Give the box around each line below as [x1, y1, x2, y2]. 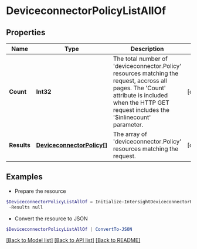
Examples [6, 172, 43, 182]
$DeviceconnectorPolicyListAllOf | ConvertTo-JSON [6, 226, 133, 232]
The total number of [113, 54, 168, 63]
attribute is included [113, 91, 168, 99]
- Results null [8, 204, 43, 210]
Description [130, 45, 164, 53]
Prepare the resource [14, 187, 66, 195]
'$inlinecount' [113, 113, 151, 121]
